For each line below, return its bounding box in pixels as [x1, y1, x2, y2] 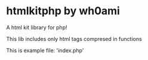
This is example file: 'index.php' [6, 46, 84, 54]
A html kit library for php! [6, 24, 67, 31]
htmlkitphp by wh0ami [6, 4, 121, 18]
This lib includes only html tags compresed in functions [6, 35, 142, 42]
